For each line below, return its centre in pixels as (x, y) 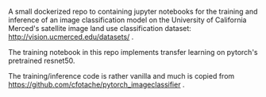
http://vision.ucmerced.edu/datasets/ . (71, 37)
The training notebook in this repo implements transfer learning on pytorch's (133, 52)
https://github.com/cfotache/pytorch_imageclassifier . (96, 84)
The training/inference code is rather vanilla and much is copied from (121, 76)
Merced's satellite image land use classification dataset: (100, 28)
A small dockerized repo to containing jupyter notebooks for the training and (133, 12)
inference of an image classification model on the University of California (127, 20)
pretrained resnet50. (42, 60)
